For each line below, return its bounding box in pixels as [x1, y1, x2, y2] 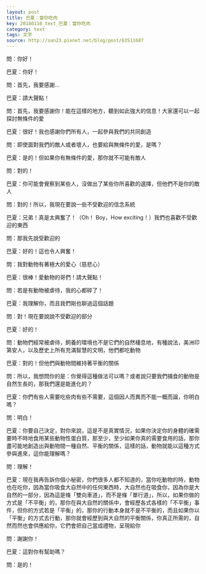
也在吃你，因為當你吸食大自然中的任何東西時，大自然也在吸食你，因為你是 [6, 484, 194, 491]
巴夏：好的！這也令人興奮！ [6, 248, 77, 254]
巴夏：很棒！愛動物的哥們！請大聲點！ [6, 274, 103, 281]
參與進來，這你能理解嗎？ [6, 450, 71, 457]
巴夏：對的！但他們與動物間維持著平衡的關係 [6, 359, 120, 367]
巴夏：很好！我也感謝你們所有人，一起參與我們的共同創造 [6, 128, 151, 135]
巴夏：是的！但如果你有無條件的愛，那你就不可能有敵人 [6, 154, 146, 161]
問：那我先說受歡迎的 [6, 234, 60, 242]
